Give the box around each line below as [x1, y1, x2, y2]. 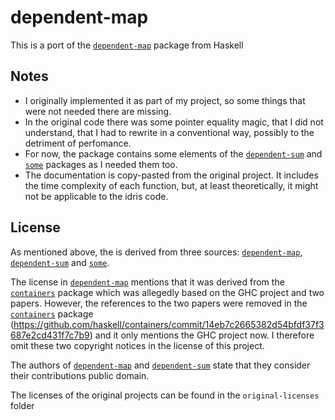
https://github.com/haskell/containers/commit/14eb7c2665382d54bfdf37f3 [13, 318, 325, 330]
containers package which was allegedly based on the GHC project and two [10, 286, 325, 298]
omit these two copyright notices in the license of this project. [10, 339, 265, 351]
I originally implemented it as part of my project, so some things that [24, 94, 306, 106]
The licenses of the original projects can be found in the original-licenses [10, 389, 320, 401]
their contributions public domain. [10, 369, 150, 381]
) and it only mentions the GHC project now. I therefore [89, 329, 315, 341]
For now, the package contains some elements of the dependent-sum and [24, 147, 323, 160]
